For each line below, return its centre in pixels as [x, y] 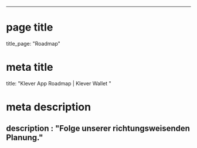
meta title [30, 67]
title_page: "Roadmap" [33, 43]
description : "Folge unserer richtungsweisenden [98, 128]
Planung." [25, 138]
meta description [49, 107]
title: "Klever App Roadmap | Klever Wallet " [59, 83]
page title [30, 27]
